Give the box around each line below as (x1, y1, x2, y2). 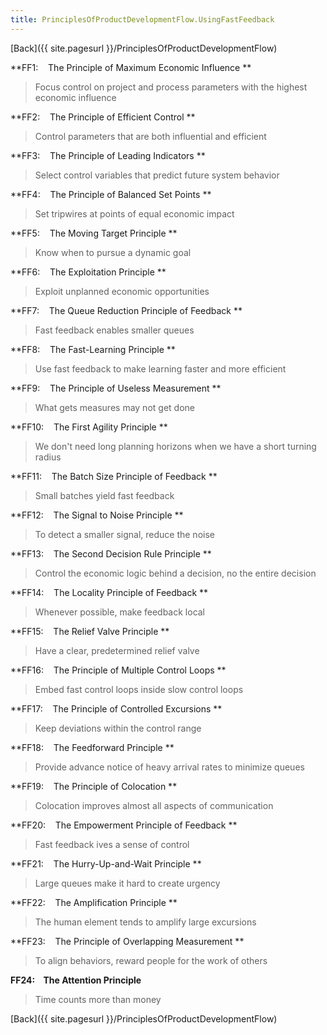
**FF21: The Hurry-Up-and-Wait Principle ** (10, 857, 202, 870)
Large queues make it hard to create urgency (34, 877, 221, 889)
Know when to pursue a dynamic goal (34, 246, 192, 258)
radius (34, 451, 62, 463)
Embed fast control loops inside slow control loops (34, 683, 244, 695)
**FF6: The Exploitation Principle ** (10, 266, 167, 278)
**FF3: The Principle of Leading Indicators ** (10, 149, 206, 161)
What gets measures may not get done (34, 401, 195, 413)
